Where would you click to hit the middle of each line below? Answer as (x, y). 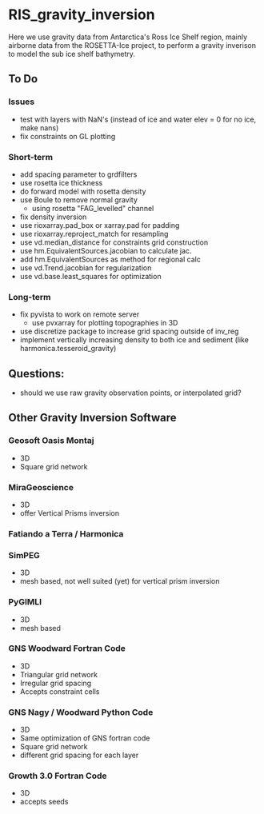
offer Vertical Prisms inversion (70, 513)
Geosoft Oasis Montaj (51, 441)
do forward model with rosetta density (83, 191)
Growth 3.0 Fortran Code (58, 776)
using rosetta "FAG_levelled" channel (93, 208)
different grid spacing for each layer (79, 755)
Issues (22, 102)
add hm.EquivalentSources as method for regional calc (110, 259)
